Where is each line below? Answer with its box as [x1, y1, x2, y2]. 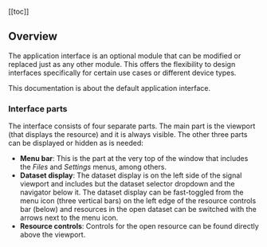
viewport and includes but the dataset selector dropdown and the [19, 179, 235, 189]
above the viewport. [19, 230, 86, 240]
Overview [8, 29, 58, 43]
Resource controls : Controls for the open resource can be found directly [19, 222, 259, 231]
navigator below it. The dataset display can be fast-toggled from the [19, 187, 245, 198]
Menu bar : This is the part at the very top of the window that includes [19, 154, 249, 163]
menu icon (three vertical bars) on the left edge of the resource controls [19, 196, 257, 206]
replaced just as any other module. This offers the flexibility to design [8, 59, 236, 69]
